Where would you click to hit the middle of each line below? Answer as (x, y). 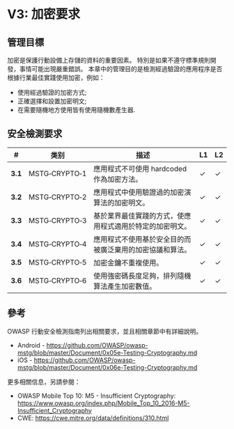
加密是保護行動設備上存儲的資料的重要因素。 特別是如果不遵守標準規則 (109, 60)
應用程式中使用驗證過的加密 (139, 192)
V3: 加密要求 (44, 14)
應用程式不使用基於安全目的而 (142, 239)
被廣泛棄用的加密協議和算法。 (142, 249)
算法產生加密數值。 (125, 286)
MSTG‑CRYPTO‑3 (57, 220)
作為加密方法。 (118, 179)
